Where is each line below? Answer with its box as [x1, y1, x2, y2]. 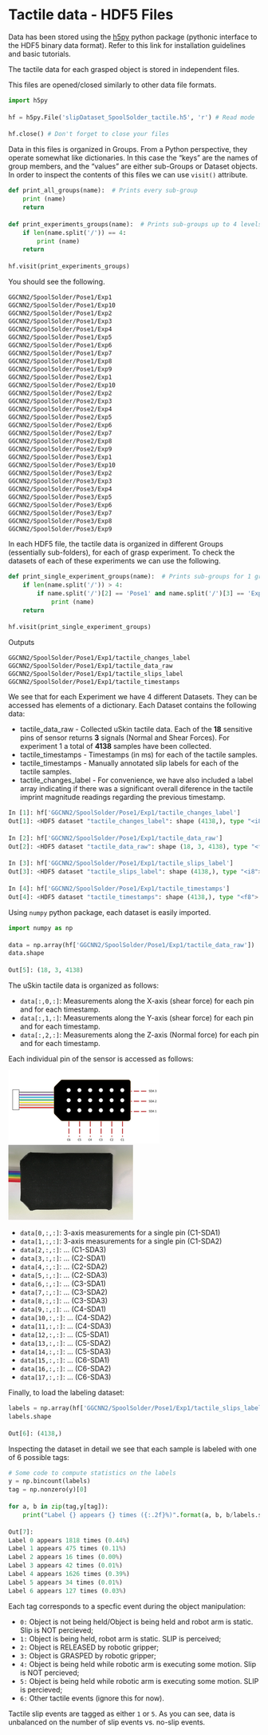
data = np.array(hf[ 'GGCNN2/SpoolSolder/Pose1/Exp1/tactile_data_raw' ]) [8, 941, 255, 949]
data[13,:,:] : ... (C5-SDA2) [19, 1339, 112, 1348]
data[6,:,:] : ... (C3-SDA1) [19, 1279, 106, 1288]
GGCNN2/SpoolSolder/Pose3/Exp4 [8, 485, 112, 493]
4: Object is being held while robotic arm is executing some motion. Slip [19, 1659, 257, 1669]
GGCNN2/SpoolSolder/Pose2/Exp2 [8, 389, 112, 397]
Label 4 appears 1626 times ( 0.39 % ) [8, 1570, 130, 1578]
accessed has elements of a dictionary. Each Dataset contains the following [8, 701, 257, 710]
